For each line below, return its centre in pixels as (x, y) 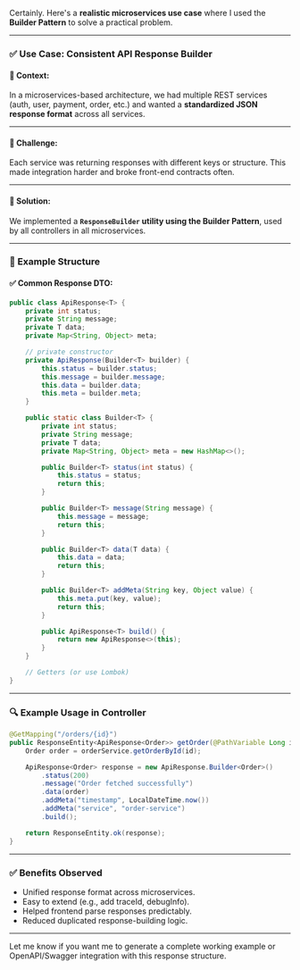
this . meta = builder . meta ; (92, 393)
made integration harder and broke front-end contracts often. (122, 172)
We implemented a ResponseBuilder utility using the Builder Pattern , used (146, 221)
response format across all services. (77, 114)
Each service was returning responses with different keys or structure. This (148, 163)
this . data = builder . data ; (92, 385)
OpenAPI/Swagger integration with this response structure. (118, 956)
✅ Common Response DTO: (61, 283)
